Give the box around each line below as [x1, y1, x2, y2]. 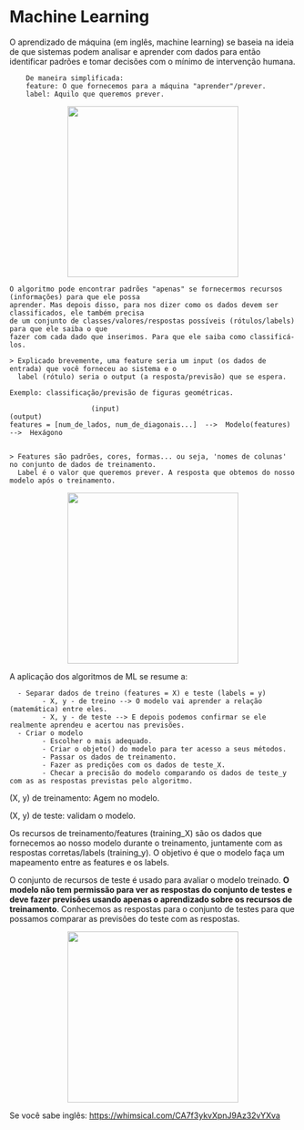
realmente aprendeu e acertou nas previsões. [9, 721, 185, 730]
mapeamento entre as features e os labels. [9, 856, 170, 867]
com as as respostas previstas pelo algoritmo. [9, 776, 194, 785]
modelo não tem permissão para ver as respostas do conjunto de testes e [9, 884, 293, 895]
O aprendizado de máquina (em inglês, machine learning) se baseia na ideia [9, 36, 294, 47]
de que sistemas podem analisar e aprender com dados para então [9, 46, 261, 57]
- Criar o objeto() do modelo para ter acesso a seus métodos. [42, 744, 287, 753]
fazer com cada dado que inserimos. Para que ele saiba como [9, 332, 247, 341]
